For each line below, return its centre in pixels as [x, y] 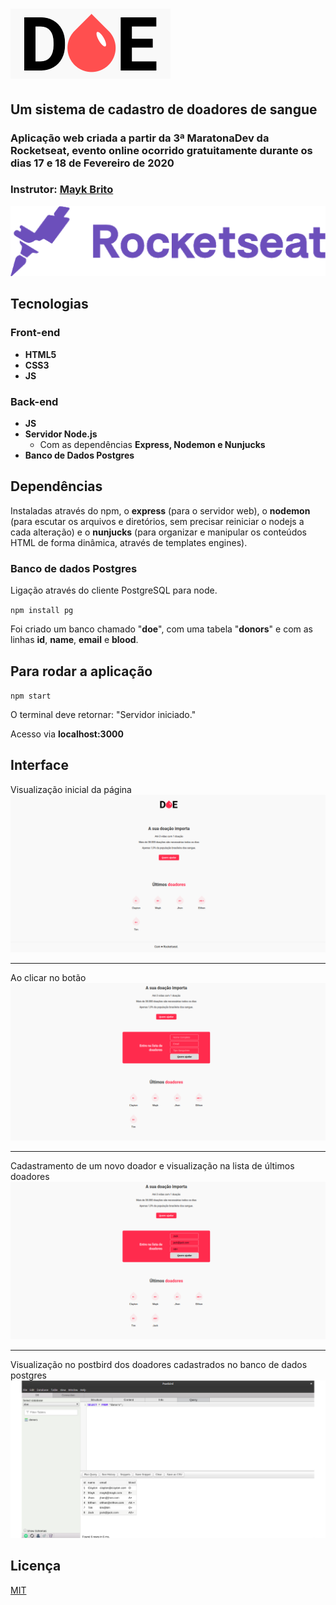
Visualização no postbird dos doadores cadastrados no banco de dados [159, 1364]
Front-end [35, 333]
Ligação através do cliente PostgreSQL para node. [114, 590]
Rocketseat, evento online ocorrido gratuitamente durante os [161, 150]
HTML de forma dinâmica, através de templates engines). [129, 542]
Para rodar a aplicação [81, 671]
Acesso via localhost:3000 [67, 734]
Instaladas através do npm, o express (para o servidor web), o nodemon [160, 510]
